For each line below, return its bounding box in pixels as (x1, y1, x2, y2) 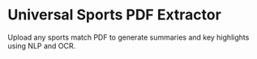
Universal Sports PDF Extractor (7, 6, 222, 24)
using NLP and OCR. (7, 40, 76, 50)
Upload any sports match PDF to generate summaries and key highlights (7, 32, 250, 42)
